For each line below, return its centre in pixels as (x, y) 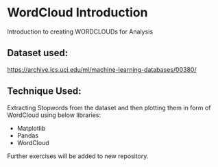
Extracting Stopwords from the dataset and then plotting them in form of (109, 107)
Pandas (28, 136)
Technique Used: (44, 91)
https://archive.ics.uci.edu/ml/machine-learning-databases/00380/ (102, 69)
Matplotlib (31, 128)
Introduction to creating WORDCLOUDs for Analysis (80, 31)
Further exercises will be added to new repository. (78, 156)
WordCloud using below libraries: (54, 115)
